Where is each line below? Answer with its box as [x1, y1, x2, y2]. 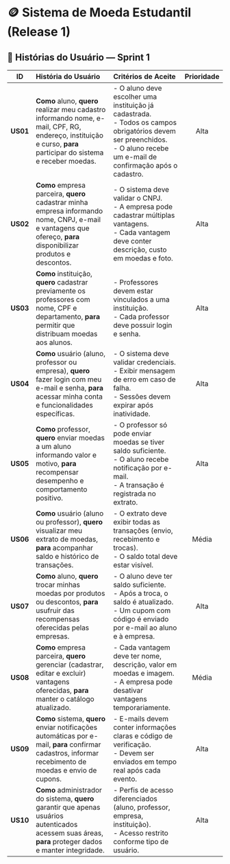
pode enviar [112, 429, 152, 438]
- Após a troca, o [112, 588, 169, 598]
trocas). [112, 543, 138, 553]
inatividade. [112, 409, 151, 419]
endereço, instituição [35, 131, 104, 140]
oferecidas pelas [35, 623, 90, 632]
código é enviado [112, 614, 169, 623]
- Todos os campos [112, 118, 177, 127]
